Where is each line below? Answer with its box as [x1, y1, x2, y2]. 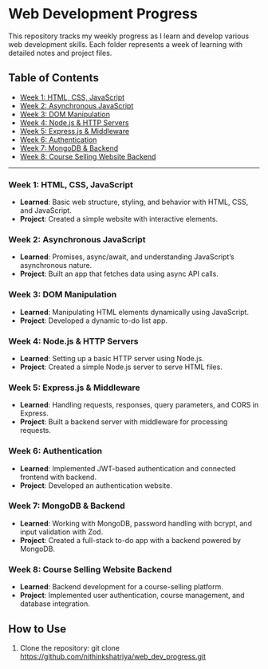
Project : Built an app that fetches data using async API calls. [19, 269, 219, 279]
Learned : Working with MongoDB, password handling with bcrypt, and [19, 518, 253, 528]
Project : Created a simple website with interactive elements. [19, 214, 218, 224]
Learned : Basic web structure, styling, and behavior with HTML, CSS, [19, 197, 249, 207]
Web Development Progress [8, 5, 198, 23]
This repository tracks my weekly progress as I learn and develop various [8, 31, 250, 41]
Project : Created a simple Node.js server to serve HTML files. [19, 362, 223, 372]
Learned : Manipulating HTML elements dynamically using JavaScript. [19, 307, 250, 317]
